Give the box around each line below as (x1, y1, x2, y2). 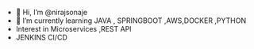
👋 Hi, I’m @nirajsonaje (15, 8, 88, 17)
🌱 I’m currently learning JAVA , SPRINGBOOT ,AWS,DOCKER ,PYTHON (15, 16, 247, 25)
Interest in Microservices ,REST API (15, 24, 133, 33)
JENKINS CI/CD (15, 32, 67, 42)
